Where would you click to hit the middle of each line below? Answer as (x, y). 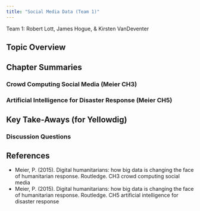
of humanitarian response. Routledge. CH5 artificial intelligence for (96, 195)
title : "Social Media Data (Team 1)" (53, 12)
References (28, 155)
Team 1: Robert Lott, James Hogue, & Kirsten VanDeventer (78, 29)
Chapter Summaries (44, 67)
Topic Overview (36, 47)
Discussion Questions (39, 136)
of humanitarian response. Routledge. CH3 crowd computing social (97, 177)
